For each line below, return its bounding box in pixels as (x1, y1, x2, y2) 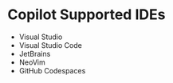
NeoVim (18, 57, 45, 67)
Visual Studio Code (18, 40, 83, 49)
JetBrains (18, 49, 51, 58)
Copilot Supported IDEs (7, 6, 166, 24)
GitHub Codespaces (18, 65, 86, 75)
